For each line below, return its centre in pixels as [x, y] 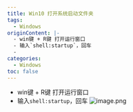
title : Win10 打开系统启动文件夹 [51, 13]
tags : [15, 20]
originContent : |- [33, 33]
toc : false [23, 71]
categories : [24, 59]
